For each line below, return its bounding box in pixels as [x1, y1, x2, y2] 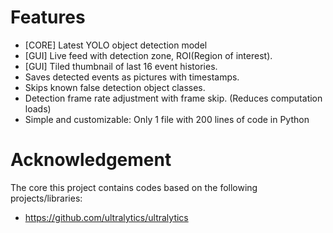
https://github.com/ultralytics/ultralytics [24, 211, 189, 223]
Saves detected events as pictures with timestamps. [24, 71, 240, 83]
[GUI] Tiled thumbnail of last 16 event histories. [24, 60, 218, 72]
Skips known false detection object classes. [24, 81, 206, 93]
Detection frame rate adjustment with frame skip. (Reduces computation [24, 92, 323, 104]
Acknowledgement [10, 149, 172, 171]
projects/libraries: [10, 192, 83, 204]
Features [10, 6, 86, 29]
